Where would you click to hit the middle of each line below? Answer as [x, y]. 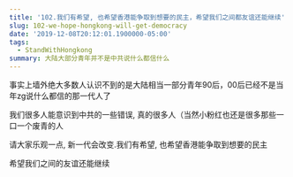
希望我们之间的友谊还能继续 [60, 163]
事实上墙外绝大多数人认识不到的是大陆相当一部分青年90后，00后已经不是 [143, 85]
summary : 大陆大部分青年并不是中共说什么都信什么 [90, 58]
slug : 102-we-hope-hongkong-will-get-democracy [98, 26]
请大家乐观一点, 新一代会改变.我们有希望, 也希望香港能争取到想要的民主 [138, 144]
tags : [19, 42]
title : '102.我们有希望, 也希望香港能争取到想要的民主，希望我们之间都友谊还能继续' [147, 17]
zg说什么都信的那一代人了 [64, 96]
